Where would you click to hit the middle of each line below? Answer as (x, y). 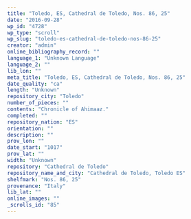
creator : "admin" (32, 45)
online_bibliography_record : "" (53, 52)
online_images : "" (33, 199)
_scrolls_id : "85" (33, 205)
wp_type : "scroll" (33, 33)
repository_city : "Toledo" (46, 97)
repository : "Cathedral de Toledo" (58, 166)
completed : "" (27, 115)
